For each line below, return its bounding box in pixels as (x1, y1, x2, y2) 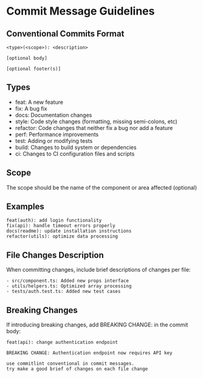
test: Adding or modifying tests (15, 137, 93, 144)
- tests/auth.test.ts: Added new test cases (6, 289, 121, 295)
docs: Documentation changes (15, 111, 92, 119)
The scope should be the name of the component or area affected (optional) (6, 184, 198, 191)
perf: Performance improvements (15, 131, 99, 138)
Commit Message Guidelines (6, 4, 155, 18)
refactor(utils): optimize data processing (6, 233, 119, 239)
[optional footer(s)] (6, 66, 61, 72)
